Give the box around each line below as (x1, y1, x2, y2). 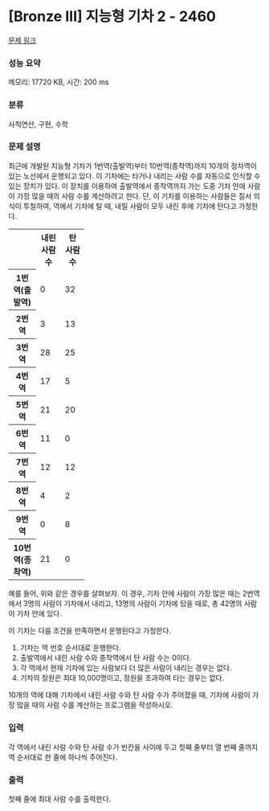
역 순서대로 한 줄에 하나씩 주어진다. (8, 752, 118, 762)
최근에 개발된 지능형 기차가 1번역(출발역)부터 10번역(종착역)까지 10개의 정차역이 (8, 161, 257, 170)
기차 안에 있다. (16, 608, 63, 619)
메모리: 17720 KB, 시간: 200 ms (8, 77, 109, 87)
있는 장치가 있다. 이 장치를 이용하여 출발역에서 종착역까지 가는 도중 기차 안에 (8, 181, 247, 190)
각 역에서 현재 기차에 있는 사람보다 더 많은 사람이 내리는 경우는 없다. (19, 663, 232, 673)
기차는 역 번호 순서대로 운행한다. (19, 643, 121, 653)
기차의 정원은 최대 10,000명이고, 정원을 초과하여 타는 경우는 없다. (19, 673, 225, 683)
